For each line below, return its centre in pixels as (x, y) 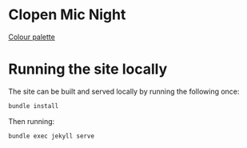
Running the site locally (88, 69)
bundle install (34, 106)
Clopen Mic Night (67, 15)
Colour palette (32, 37)
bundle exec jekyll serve (51, 136)
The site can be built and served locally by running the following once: (124, 91)
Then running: (32, 121)
